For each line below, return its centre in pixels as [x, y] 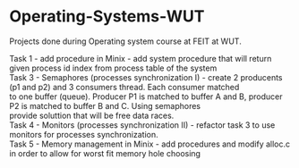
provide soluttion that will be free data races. [92, 115]
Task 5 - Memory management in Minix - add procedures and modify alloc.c [150, 144]
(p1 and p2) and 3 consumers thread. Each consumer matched [124, 87]
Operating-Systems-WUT [107, 17]
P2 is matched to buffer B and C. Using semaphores [105, 105]
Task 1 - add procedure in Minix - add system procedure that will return [141, 58]
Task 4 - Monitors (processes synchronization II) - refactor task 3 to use [142, 125]
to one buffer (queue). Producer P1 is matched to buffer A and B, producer [146, 97]
